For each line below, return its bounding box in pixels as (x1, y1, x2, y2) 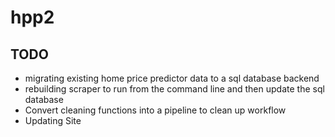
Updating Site (24, 115, 82, 126)
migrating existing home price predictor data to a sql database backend (24, 72, 320, 84)
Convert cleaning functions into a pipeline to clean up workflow (24, 104, 287, 116)
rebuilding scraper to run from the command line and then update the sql (24, 83, 325, 95)
